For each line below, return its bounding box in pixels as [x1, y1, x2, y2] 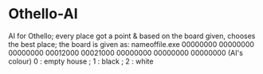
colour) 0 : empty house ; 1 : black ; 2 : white [8, 56, 154, 66]
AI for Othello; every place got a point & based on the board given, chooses [8, 31, 256, 41]
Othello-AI [8, 5, 78, 23]
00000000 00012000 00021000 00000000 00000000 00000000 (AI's [8, 48, 243, 57]
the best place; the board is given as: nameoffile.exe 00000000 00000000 [8, 39, 255, 49]
